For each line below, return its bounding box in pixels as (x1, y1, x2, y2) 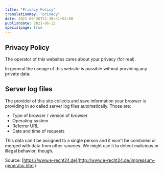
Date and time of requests (12, 128, 65, 134)
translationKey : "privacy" (5, 12, 60, 17)
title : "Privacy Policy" (5, 7, 56, 12)
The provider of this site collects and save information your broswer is (5, 98, 146, 104)
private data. (5, 71, 31, 77)
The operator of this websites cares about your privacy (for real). (5, 56, 136, 62)
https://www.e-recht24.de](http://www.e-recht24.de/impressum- (23, 157, 155, 163)
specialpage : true (5, 25, 43, 30)
